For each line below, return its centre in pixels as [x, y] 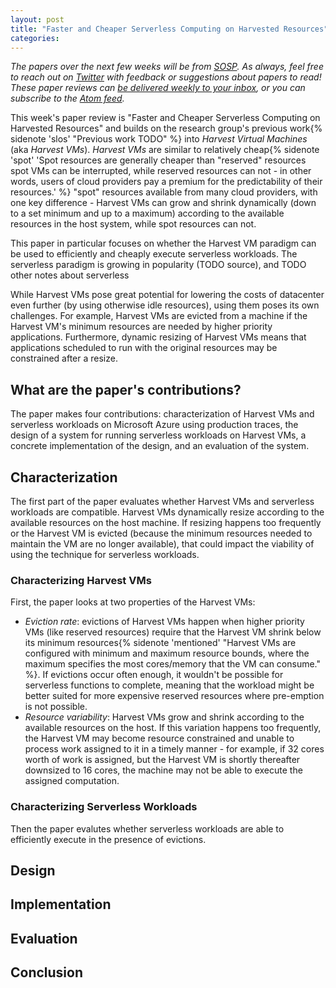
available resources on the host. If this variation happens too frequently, [173, 728]
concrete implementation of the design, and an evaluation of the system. [160, 446]
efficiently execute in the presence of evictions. [108, 839]
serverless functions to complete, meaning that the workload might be [169, 685]
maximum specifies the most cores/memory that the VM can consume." [173, 664]
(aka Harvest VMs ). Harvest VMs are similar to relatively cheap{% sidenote [165, 150]
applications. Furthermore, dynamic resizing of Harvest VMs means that [158, 337]
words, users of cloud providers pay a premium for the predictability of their [166, 182]
